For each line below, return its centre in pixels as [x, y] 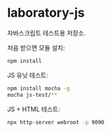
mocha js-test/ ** [32, 95]
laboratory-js [46, 13]
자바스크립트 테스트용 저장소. [46, 33]
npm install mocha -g [39, 88]
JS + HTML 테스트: [34, 109]
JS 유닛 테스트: [28, 75]
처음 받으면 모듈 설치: [36, 47]
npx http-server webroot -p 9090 [56, 122]
